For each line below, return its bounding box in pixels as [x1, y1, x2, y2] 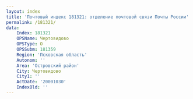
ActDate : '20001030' [16, 79, 66, 85]
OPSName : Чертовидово [16, 36, 69, 41]
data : [6, 24, 19, 31]
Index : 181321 [16, 30, 51, 36]
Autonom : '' [16, 57, 45, 63]
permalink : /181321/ [6, 19, 57, 25]
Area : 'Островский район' [16, 62, 80, 69]
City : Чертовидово [16, 68, 61, 74]
